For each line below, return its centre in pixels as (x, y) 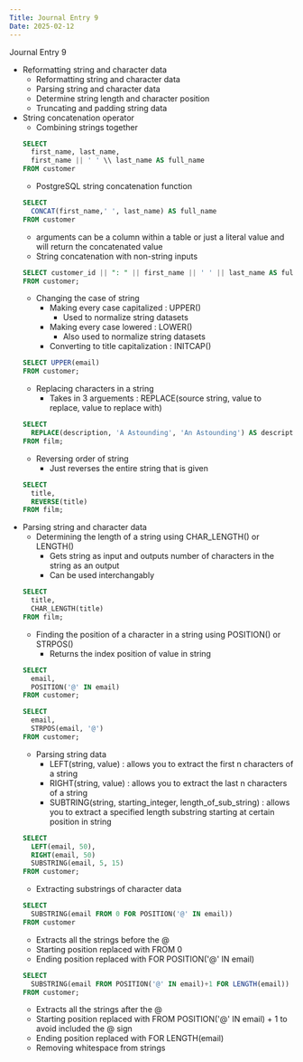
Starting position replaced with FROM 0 (109, 949)
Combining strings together (87, 127)
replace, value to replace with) (106, 408)
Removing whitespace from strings (101, 1048)
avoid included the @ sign (84, 1029)
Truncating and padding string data (101, 108)
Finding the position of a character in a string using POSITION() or (158, 634)
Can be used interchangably (102, 575)
